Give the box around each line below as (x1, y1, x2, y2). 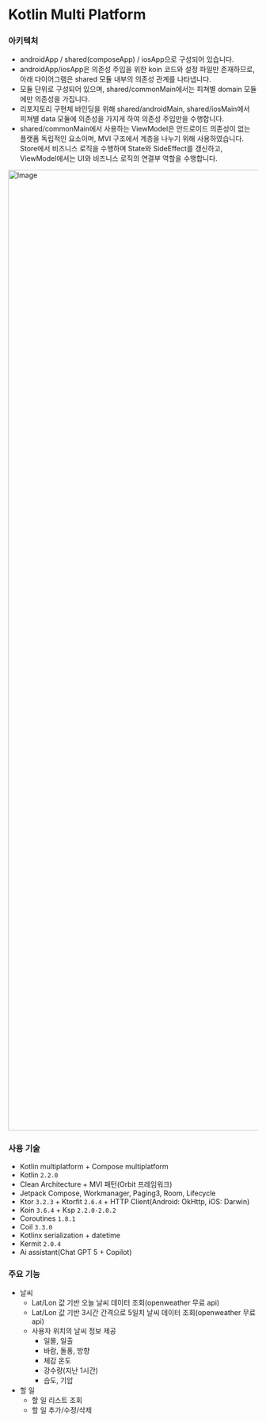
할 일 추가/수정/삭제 (31, 1405, 93, 1415)
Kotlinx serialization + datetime (19, 1230, 121, 1240)
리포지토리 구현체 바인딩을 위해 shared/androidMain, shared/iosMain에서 (19, 105, 250, 114)
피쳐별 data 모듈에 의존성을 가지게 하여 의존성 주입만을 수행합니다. (19, 114, 225, 124)
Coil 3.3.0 (19, 1222, 53, 1231)
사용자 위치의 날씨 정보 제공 (31, 1326, 116, 1336)
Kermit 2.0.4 (19, 1238, 62, 1249)
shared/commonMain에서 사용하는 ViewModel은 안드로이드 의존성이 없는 (19, 124, 251, 134)
